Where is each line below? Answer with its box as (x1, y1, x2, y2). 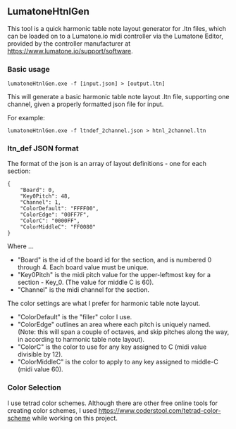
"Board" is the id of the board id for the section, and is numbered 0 (17, 256, 212, 264)
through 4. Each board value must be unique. (17, 263, 149, 271)
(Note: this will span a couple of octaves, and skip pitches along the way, (17, 328, 230, 336)
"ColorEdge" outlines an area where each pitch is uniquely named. (17, 320, 211, 329)
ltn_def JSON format (7, 143, 79, 153)
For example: (7, 114, 46, 122)
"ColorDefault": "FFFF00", (20, 205, 99, 212)
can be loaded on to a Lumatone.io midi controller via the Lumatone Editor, (7, 32, 223, 40)
